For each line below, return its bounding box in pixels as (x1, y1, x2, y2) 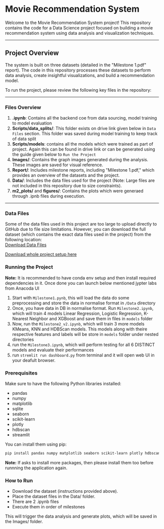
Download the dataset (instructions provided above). (12, 488, 118, 494)
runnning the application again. (5, 465, 67, 471)
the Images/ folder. (5, 519, 43, 525)
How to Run (5, 477, 33, 484)
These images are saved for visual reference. (12, 162, 103, 168)
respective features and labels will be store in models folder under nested (12, 331, 159, 337)
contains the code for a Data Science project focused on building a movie (5, 25, 153, 30)
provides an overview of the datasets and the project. (12, 173, 120, 178)
